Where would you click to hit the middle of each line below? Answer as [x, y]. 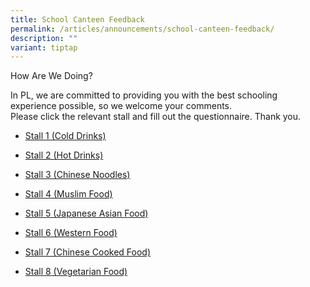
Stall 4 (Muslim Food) [68, 194]
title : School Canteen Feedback [77, 19]
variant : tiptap [44, 47]
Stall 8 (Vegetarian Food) [76, 272]
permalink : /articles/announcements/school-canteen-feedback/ [142, 29]
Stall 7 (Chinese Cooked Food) [88, 252]
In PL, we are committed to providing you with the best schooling [144, 95]
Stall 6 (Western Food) [71, 233]
